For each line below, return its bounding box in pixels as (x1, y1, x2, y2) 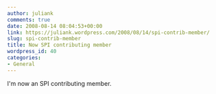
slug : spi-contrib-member (7, 35, 81, 42)
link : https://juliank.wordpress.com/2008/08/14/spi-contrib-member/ (7, 29, 211, 36)
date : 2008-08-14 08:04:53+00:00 (7, 22, 103, 29)
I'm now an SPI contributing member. (7, 79, 112, 87)
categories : (7, 54, 41, 61)
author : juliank (7, 10, 53, 17)
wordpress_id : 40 (7, 48, 57, 55)
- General (7, 61, 36, 67)
